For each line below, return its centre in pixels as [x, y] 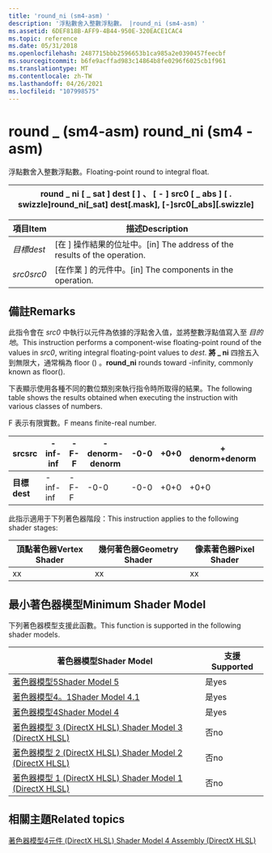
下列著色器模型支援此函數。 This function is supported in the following [125, 625]
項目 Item [30, 229]
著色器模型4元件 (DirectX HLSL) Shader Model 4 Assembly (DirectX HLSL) [132, 840]
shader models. [34, 634]
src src [25, 454]
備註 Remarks [42, 311]
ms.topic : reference [43, 38]
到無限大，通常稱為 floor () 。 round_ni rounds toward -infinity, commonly [131, 363]
